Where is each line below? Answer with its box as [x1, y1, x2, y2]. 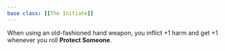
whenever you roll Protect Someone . [7, 35, 112, 44]
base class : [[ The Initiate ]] [7, 10, 94, 17]
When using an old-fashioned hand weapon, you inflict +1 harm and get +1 [7, 29, 218, 37]
